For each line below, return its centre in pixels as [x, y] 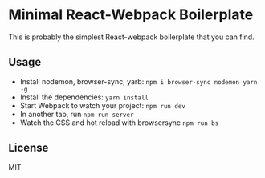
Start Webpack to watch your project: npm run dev [103, 105]
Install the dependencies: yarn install [84, 97]
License [29, 148]
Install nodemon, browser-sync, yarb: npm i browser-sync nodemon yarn [139, 81]
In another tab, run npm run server [77, 114]
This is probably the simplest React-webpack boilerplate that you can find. [131, 37]
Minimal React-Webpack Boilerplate [131, 15]
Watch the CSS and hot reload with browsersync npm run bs [119, 123]
